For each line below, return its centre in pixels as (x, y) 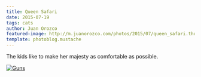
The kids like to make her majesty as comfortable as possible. (82, 56)
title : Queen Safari (32, 12)
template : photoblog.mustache (44, 39)
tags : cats (20, 23)
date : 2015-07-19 (28, 17)
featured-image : (26, 34)
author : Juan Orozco (32, 28)
